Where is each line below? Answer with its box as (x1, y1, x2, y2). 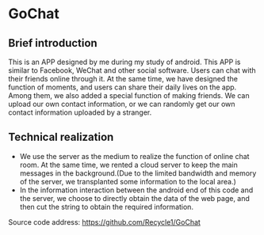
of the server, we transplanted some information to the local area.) (19, 176, 236, 186)
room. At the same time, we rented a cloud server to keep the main (19, 160, 238, 169)
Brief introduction (8, 36, 98, 50)
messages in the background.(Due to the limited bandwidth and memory (19, 168, 257, 178)
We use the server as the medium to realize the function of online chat (19, 151, 250, 161)
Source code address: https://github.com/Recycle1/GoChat (8, 217, 201, 226)
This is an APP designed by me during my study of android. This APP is (8, 57, 241, 66)
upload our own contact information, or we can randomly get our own (8, 100, 235, 108)
